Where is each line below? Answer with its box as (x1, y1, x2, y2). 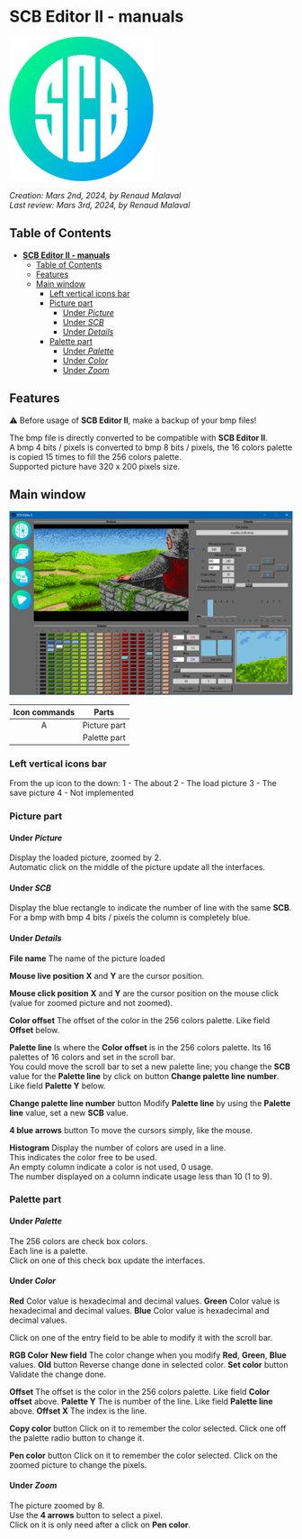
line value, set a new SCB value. (9, 1107, 129, 1118)
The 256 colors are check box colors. (9, 1235, 148, 1246)
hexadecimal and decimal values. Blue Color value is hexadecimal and (9, 1305, 270, 1315)
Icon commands (13, 706, 75, 718)
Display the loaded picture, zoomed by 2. (9, 852, 162, 863)
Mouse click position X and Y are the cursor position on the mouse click (9, 987, 279, 998)
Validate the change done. (9, 1369, 107, 1379)
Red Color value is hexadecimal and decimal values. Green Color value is (9, 1296, 280, 1306)
